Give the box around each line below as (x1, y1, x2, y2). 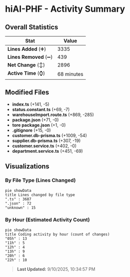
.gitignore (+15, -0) (12, 127, 51, 133)
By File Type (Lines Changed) (5, 177, 76, 184)
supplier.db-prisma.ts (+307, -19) (12, 138, 81, 143)
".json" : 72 (5, 201, 32, 206)
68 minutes (57, 70, 84, 77)
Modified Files (5, 88, 50, 96)
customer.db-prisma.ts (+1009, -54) (12, 132, 87, 138)
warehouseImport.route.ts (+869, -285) (12, 112, 94, 117)
